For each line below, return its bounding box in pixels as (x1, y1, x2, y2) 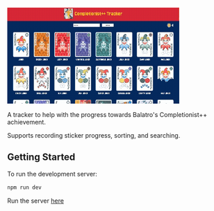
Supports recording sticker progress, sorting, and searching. (7, 131, 181, 139)
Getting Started (7, 152, 76, 163)
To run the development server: (7, 169, 97, 178)
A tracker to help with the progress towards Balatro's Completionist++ (7, 111, 207, 118)
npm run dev (7, 184, 42, 191)
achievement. (7, 118, 47, 126)
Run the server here (7, 196, 65, 205)
